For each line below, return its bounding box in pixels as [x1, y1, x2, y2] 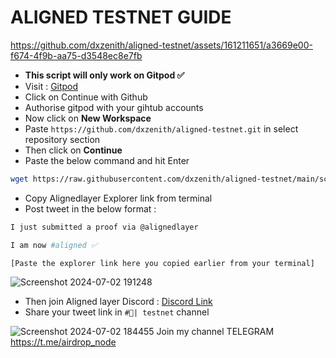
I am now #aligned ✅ [10, 240, 98, 250]
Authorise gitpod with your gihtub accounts [24, 101, 204, 113]
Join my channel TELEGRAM [156, 326, 275, 338]
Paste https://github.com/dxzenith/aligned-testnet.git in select [24, 122, 299, 135]
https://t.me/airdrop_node [10, 336, 117, 348]
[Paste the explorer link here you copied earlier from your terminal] [10, 258, 315, 268]
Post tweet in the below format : [24, 202, 157, 215]
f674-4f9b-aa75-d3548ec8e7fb [10, 49, 143, 61]
